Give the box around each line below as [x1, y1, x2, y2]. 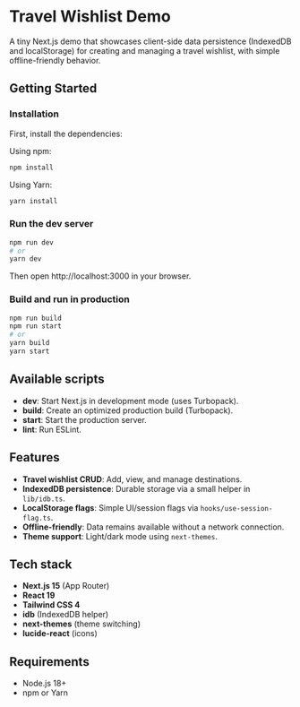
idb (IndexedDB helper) [21, 609, 109, 620]
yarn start [9, 347, 50, 356]
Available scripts [9, 372, 105, 387]
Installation [9, 108, 60, 120]
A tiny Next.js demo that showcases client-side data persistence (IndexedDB [9, 36, 292, 47]
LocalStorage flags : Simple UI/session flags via [21, 502, 199, 513]
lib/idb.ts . [21, 493, 65, 504]
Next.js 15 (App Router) [21, 581, 110, 591]
